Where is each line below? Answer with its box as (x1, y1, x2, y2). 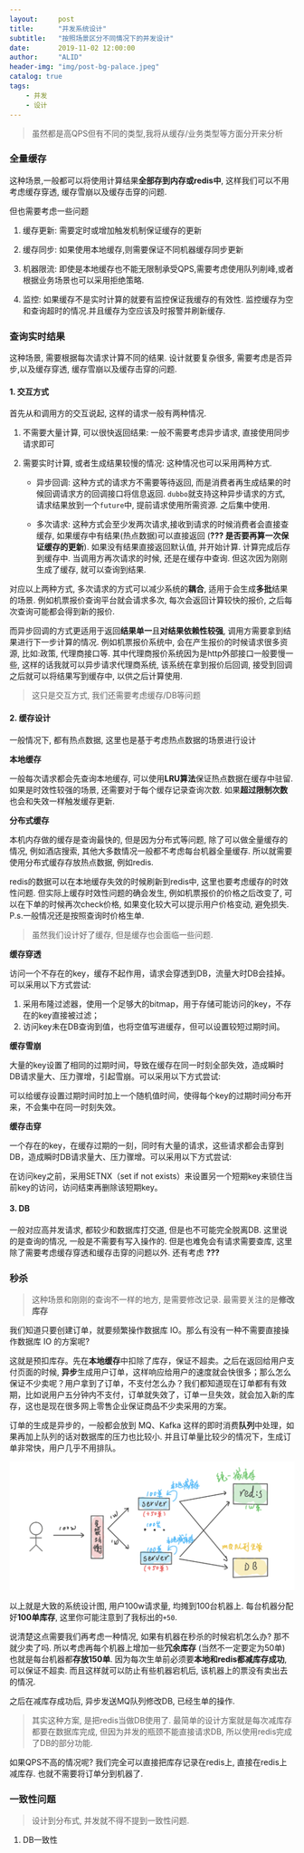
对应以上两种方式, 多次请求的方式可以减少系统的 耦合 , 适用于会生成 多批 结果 (9, 584, 288, 594)
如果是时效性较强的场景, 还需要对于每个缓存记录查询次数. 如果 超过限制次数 (9, 784, 288, 795)
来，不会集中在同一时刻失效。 (9, 1101, 120, 1112)
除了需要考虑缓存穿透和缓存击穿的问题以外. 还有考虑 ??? (9, 1247, 220, 1258)
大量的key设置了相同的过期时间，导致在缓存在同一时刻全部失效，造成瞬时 (9, 1059, 285, 1070)
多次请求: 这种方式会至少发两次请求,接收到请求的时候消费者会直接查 (35, 519, 290, 530)
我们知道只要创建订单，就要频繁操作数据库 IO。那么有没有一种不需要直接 (9, 1325, 282, 1336)
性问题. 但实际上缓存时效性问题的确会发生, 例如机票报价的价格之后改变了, (9, 887, 282, 898)
